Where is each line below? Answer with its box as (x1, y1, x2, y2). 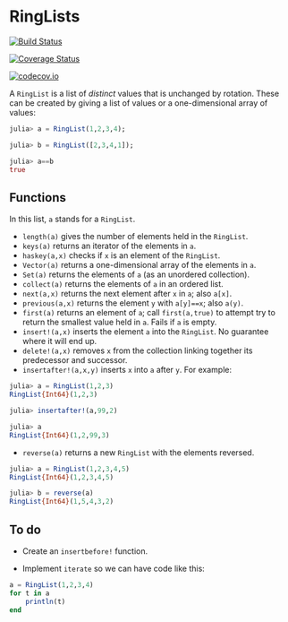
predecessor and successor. (21, 355, 128, 366)
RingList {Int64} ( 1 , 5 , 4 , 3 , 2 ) (9, 497, 114, 506)
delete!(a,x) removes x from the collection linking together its (21, 345, 253, 356)
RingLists (9, 6, 80, 27)
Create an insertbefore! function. (21, 545, 148, 557)
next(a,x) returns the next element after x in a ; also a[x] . (21, 289, 233, 299)
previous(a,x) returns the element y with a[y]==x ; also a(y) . (21, 298, 244, 308)
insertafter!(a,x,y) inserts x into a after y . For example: (21, 365, 233, 376)
